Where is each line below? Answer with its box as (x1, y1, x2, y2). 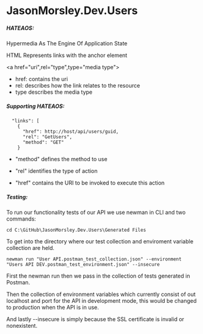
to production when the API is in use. (6, 304, 99, 311)
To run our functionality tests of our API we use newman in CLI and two (6, 209, 186, 216)
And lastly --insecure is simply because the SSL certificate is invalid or (6, 316, 185, 323)
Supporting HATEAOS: (6, 102, 65, 110)
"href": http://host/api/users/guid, (22, 129, 119, 135)
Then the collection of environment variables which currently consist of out (6, 290, 196, 298)
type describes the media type (15, 88, 93, 96)
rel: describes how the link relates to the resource (15, 82, 141, 89)
